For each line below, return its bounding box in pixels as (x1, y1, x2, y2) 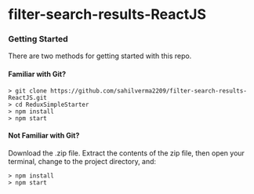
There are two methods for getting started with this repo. (8, 51, 192, 60)
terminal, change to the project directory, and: (8, 156, 157, 166)
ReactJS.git (8, 93, 47, 101)
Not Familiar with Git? (8, 131, 80, 141)
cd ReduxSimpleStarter (15, 101, 89, 108)
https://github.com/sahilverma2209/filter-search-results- (49, 86, 247, 95)
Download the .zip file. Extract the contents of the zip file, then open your (8, 148, 245, 158)
